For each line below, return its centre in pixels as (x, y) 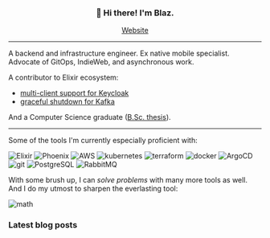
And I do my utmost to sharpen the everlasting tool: (93, 189)
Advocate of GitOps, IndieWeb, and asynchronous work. (101, 62)
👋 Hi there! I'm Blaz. (135, 13)
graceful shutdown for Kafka (67, 102)
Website (135, 31)
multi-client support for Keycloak (74, 93)
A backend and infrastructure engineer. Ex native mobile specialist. (119, 53)
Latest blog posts (43, 225)
